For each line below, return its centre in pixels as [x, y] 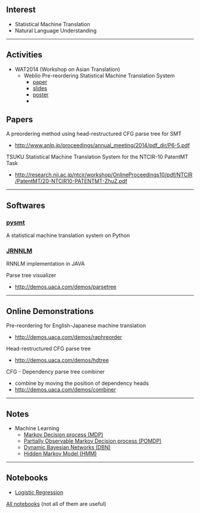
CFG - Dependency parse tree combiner [56, 372]
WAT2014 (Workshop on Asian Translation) [67, 69]
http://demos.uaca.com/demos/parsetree [65, 287]
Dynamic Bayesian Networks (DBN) [67, 447]
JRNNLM [19, 251]
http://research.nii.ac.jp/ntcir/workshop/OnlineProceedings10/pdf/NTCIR [104, 175]
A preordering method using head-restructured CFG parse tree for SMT [94, 134]
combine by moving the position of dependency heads [82, 383]
